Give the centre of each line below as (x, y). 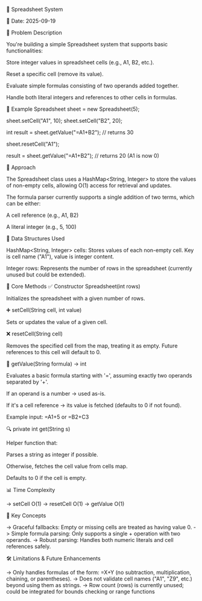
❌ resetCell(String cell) (35, 334)
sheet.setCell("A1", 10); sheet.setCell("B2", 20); (64, 121)
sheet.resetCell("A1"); (33, 144)
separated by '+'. (27, 382)
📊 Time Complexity (31, 490)
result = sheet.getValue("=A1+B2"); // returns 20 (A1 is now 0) (83, 156)
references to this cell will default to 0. (54, 352)
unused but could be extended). (46, 275)
